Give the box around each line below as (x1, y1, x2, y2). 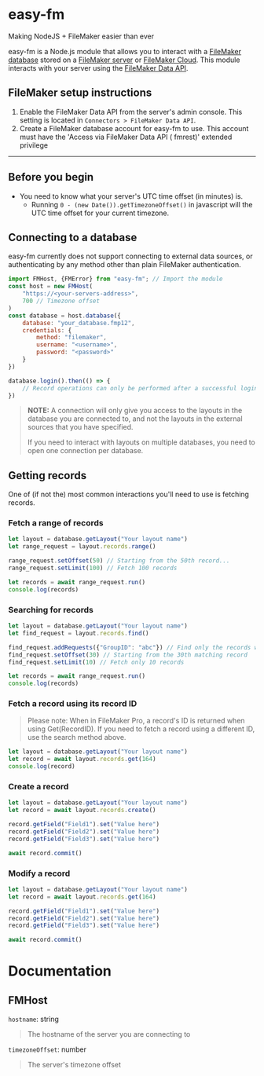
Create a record (8, 781, 69, 792)
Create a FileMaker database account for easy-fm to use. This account (19, 123, 249, 133)
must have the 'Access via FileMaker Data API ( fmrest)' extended (19, 132, 233, 141)
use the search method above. (27, 733, 126, 742)
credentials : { (22, 326, 72, 335)
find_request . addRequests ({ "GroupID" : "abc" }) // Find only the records (8, 643, 251, 651)
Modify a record (8, 868, 71, 879)
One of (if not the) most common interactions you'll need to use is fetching (8, 489, 250, 500)
